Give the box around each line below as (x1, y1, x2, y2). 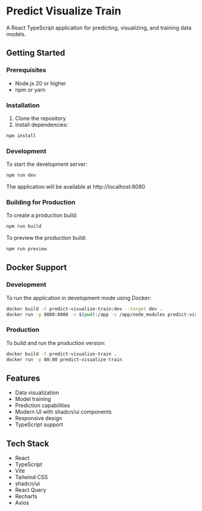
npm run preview (6, 246, 47, 252)
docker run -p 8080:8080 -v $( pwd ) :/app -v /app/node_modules (6, 311, 165, 317)
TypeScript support (14, 421, 63, 428)
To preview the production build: (6, 234, 87, 242)
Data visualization (14, 389, 60, 396)
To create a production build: (6, 212, 78, 219)
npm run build (6, 224, 42, 230)
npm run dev (6, 173, 36, 179)
